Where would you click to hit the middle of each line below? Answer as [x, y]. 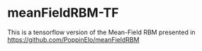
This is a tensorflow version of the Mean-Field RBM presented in [102, 32]
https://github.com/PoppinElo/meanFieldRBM [73, 39]
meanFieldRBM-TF [63, 13]
